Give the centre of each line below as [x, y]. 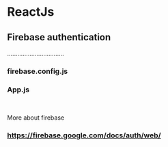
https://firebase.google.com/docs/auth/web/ [84, 135]
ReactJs [31, 12]
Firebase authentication [59, 37]
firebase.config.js [38, 71]
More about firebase [36, 118]
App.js [18, 90]
